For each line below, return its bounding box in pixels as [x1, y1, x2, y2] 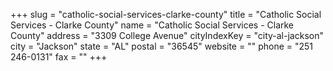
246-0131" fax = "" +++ [10, 51, 108, 63]
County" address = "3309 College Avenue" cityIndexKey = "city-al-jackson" [10, 30, 324, 41]
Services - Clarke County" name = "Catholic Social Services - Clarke [10, 19, 295, 31]
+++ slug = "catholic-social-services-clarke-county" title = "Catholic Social [10, 9, 322, 20]
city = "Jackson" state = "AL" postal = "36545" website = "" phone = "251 [10, 40, 314, 52]
